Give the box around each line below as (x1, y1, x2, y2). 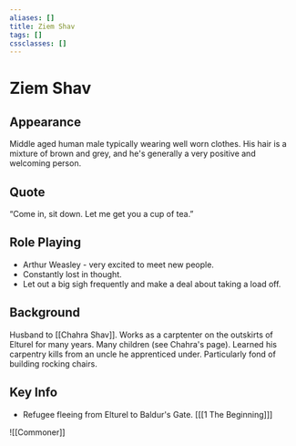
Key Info (9, 385, 57, 400)
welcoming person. (9, 158, 82, 169)
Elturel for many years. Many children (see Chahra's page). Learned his (9, 338, 278, 349)
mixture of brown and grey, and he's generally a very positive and (9, 148, 257, 160)
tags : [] (9, 30, 43, 39)
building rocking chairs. (9, 358, 97, 369)
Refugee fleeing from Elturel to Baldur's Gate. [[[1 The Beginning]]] (22, 409, 273, 420)
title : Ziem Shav (9, 22, 76, 31)
